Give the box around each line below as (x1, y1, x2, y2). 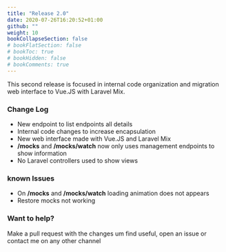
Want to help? (7, 214, 55, 223)
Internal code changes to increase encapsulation (17, 127, 156, 135)
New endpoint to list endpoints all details (17, 119, 133, 128)
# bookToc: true (7, 49, 54, 56)
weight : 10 (7, 29, 39, 36)
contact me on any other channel (7, 236, 101, 244)
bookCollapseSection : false (7, 36, 88, 43)
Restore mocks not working (17, 196, 95, 205)
